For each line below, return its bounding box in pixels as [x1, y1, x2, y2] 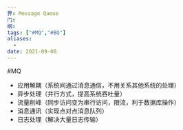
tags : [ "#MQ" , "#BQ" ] [7, 29, 67, 36]
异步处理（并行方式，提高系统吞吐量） [17, 90, 126, 98]
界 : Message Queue [7, 10, 59, 17]
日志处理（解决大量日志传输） [17, 115, 102, 123]
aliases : [7, 36, 32, 42]
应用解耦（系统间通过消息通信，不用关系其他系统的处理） [17, 81, 180, 89]
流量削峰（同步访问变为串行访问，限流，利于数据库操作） [17, 98, 180, 106]
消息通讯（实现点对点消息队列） [17, 107, 108, 115]
